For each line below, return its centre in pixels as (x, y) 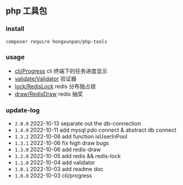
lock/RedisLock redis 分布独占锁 (55, 86)
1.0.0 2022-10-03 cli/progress (53, 176)
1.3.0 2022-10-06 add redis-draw (58, 149)
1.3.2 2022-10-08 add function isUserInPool (71, 137)
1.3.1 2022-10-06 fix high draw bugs (62, 143)
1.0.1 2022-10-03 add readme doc (59, 169)
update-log (23, 110)
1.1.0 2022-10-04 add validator (55, 163)
